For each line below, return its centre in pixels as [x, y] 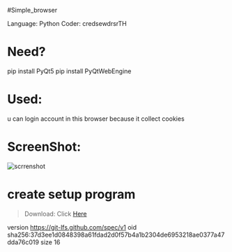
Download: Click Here [55, 214]
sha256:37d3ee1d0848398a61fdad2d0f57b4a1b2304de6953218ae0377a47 [116, 235]
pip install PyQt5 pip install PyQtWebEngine [69, 71]
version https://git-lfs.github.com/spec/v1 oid [72, 227]
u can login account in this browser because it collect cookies [96, 119]
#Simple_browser [32, 10]
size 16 [51, 242]
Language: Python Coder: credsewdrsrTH [67, 23]
